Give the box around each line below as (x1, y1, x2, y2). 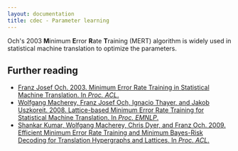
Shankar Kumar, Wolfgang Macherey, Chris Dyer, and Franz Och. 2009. (17, 121, 226, 130)
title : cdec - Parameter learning (7, 17, 110, 24)
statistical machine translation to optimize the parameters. (7, 44, 178, 52)
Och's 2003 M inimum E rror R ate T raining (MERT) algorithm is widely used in (7, 36, 232, 45)
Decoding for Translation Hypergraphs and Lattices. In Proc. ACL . (17, 136, 210, 145)
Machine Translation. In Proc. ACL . (17, 91, 119, 99)
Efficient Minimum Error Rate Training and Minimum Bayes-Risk (17, 128, 204, 137)
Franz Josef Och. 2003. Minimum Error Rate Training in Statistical (17, 83, 210, 92)
